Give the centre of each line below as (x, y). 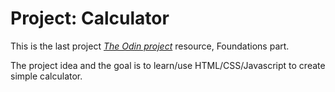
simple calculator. (46, 76)
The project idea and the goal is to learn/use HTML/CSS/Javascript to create (168, 65)
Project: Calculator (90, 18)
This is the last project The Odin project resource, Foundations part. (150, 46)
